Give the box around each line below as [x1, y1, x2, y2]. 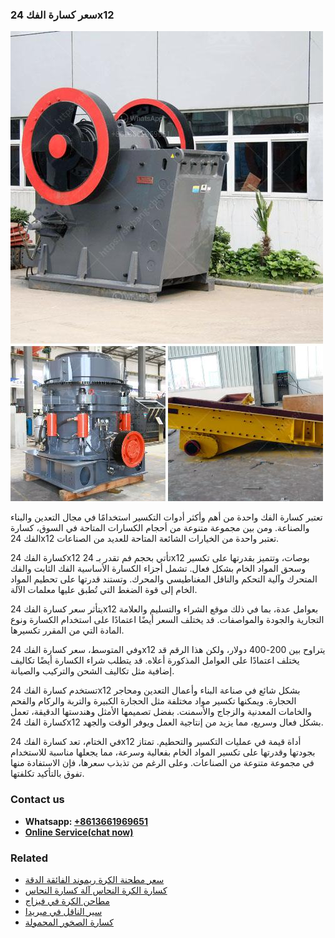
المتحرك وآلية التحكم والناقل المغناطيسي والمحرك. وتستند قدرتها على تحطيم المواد [10, 573, 318, 585]
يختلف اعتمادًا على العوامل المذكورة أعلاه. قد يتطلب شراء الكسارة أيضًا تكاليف [10, 654, 300, 667]
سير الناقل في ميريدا [24, 905, 103, 917]
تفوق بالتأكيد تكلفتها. [10, 768, 85, 780]
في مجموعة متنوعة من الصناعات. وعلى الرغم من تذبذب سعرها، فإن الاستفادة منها [10, 757, 315, 769]
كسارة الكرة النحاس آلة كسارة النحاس [24, 884, 168, 896]
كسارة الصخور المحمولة [24, 916, 114, 928]
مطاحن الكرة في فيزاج [24, 894, 111, 907]
